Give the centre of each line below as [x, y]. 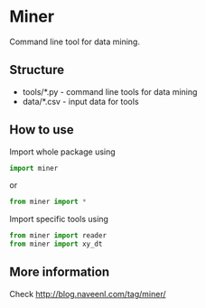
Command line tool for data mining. [75, 42]
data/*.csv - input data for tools [80, 101]
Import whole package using [62, 152]
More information [60, 272]
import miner [34, 168]
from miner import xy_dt [56, 244]
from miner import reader [58, 236]
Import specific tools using [59, 219]
